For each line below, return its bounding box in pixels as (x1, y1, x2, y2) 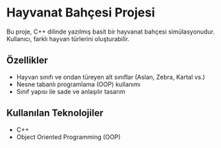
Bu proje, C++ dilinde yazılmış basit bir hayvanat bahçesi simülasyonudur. (6, 27, 216, 36)
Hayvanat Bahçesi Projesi (6, 5, 155, 21)
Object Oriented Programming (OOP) (16, 132, 121, 141)
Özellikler (6, 55, 49, 66)
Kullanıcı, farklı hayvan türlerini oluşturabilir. (6, 34, 130, 42)
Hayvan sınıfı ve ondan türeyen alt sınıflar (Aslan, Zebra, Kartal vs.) (16, 73, 205, 81)
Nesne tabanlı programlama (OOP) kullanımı (16, 80, 141, 88)
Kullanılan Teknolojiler (6, 108, 104, 119)
